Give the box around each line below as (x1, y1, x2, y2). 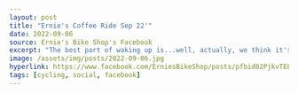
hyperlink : (9, 63, 50, 72)
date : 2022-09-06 (9, 29, 74, 38)
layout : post (9, 12, 58, 22)
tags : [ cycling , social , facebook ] (9, 71, 141, 80)
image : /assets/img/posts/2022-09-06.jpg (9, 54, 165, 63)
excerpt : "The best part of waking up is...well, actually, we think (9, 46, 272, 55)
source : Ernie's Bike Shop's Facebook (9, 37, 153, 47)
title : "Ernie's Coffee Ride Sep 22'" (9, 21, 153, 30)
